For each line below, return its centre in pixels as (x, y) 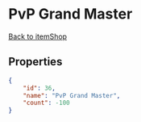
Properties (35, 62)
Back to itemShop (37, 36)
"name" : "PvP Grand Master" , (72, 95)
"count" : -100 (46, 103)
